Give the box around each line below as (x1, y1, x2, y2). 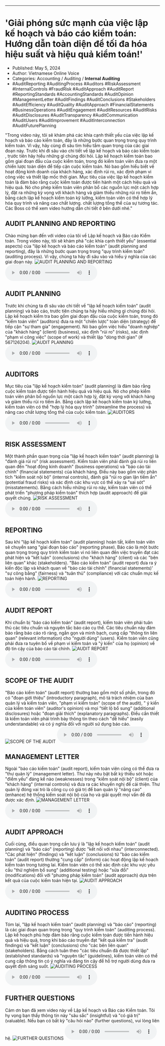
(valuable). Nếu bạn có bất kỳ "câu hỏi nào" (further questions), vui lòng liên (5, 1017, 160, 1023)
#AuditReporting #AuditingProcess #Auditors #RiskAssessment (12, 81, 141, 87)
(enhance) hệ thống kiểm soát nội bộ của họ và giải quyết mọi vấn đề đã (5, 792, 151, 798)
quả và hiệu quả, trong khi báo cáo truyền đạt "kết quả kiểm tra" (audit (5, 937, 148, 943)
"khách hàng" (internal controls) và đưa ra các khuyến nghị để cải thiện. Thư (5, 781, 160, 787)
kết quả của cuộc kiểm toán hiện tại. (5, 878, 79, 884)
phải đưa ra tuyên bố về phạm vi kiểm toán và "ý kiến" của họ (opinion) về (5, 640, 155, 646)
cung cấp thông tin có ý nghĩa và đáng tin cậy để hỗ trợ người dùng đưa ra (5, 958, 156, 964)
